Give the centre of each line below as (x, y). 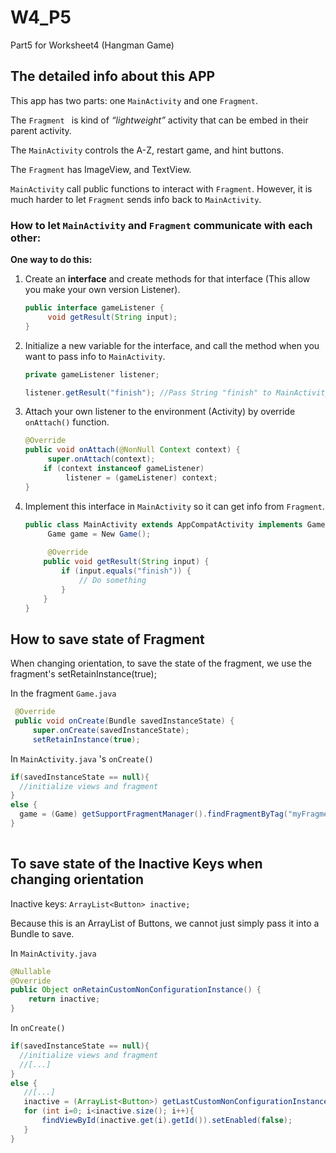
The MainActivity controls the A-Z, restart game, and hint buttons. (147, 150)
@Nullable (31, 971)
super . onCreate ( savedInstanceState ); (111, 730)
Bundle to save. (42, 933)
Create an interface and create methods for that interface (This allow (167, 279)
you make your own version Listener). (102, 290)
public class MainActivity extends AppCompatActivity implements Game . (177, 524)
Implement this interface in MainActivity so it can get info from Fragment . (174, 506)
